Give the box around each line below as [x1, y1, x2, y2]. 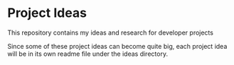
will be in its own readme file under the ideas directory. [7, 49, 169, 58]
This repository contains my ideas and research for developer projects [7, 28, 213, 37]
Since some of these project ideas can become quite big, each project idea [7, 42, 228, 50]
